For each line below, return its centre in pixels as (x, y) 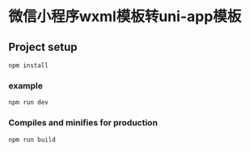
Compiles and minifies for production (83, 123)
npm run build (32, 139)
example (25, 86)
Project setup (43, 46)
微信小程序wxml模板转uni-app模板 (125, 17)
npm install (28, 65)
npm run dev (28, 103)
